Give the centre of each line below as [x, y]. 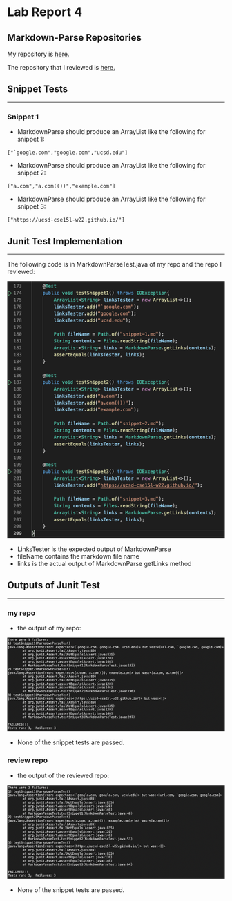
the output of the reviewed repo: [63, 775]
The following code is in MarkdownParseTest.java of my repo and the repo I [115, 264]
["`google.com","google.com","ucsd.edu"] [68, 153]
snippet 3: [31, 206]
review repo [28, 760]
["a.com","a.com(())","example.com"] [61, 186]
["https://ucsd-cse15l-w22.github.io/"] [66, 220]
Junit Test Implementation [65, 241]
